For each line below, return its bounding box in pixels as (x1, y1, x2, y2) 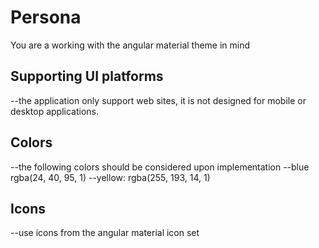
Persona (10, 6, 82, 29)
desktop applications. (10, 105, 99, 117)
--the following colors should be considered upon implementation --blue (10, 161, 310, 173)
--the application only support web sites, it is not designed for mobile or (10, 94, 307, 106)
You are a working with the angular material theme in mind (10, 39, 251, 51)
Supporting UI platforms (10, 68, 164, 85)
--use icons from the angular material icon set (10, 227, 200, 239)
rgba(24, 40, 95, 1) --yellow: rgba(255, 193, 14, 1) (10, 171, 211, 183)
